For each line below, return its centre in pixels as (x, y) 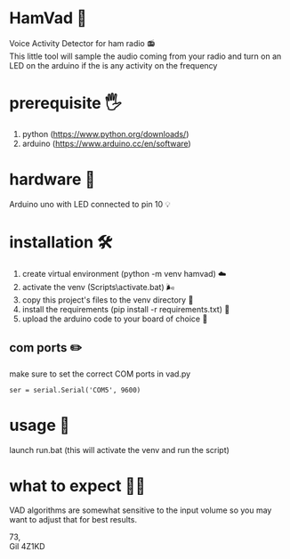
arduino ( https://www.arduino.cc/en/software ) (106, 143)
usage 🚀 (40, 425)
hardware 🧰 (52, 179)
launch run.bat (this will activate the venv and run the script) (119, 450)
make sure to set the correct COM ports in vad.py (100, 374)
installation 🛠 (61, 242)
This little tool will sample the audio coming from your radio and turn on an (145, 56)
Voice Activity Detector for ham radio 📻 (82, 43)
